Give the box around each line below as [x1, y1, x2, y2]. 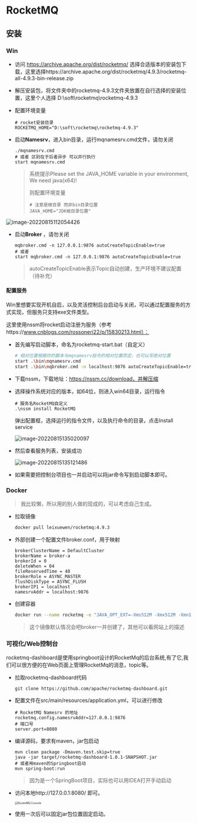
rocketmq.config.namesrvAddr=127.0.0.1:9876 [14, 715, 126, 721]
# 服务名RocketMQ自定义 [14, 401, 68, 406]
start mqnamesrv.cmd [14, 159, 65, 165]
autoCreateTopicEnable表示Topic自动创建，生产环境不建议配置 [29, 265, 182, 272]
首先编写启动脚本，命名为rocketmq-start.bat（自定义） [14, 341, 148, 348]
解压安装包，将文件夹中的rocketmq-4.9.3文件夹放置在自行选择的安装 [14, 87, 181, 94]
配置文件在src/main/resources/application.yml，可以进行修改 [14, 697, 163, 704]
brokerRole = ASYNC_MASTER [14, 573, 81, 579]
